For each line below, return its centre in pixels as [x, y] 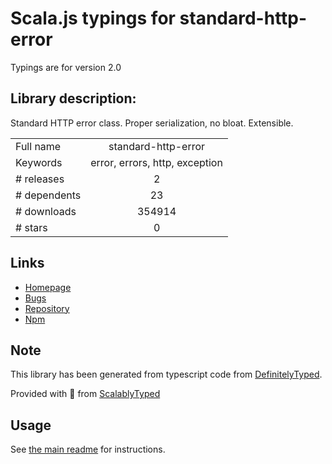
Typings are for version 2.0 [66, 67]
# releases [40, 179]
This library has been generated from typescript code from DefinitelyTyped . [166, 374]
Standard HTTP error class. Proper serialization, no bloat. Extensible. [152, 123]
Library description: [73, 98]
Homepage [48, 287]
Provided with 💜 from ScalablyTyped [85, 394]
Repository [47, 308]
